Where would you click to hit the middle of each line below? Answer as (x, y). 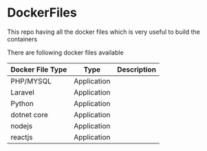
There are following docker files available (65, 52)
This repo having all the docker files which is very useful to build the (104, 32)
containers (22, 39)
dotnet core (29, 114)
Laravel (22, 92)
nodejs (22, 125)
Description (137, 69)
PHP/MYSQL (31, 81)
